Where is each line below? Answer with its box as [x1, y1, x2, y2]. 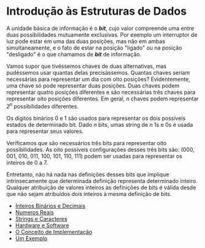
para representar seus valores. [6, 127, 84, 135]
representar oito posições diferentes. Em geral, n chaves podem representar [6, 95, 199, 102]
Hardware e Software [15, 222, 69, 229]
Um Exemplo [15, 235, 48, 242]
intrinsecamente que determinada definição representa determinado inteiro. [6, 177, 198, 184]
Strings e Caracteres [15, 215, 67, 222]
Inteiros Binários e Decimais [15, 202, 86, 209]
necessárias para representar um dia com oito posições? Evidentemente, [6, 75, 191, 83]
